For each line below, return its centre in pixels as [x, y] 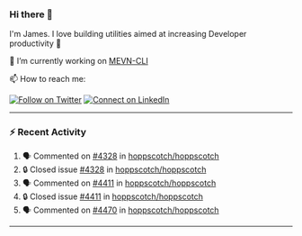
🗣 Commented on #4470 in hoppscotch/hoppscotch [120, 210]
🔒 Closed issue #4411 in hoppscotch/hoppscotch [113, 196]
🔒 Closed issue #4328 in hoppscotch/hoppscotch [114, 169]
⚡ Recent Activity [48, 132]
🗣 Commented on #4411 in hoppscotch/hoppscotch [119, 183]
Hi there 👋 [31, 14]
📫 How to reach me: [48, 79]
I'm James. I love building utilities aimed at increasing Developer [128, 34]
